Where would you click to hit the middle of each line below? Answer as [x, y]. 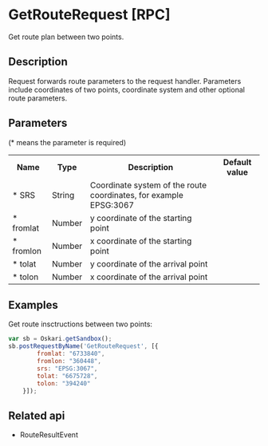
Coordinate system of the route [149, 185]
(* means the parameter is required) [67, 142]
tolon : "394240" [64, 383]
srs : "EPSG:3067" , [67, 369]
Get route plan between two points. [66, 37]
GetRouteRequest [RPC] [89, 15]
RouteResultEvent [49, 435]
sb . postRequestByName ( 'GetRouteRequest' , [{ [83, 346]
